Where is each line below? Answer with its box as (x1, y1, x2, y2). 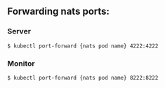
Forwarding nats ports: (7, 6, 110, 17)
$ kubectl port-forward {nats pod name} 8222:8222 (7, 74, 159, 81)
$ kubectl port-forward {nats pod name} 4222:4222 (7, 42, 159, 50)
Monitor (7, 59, 35, 68)
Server (7, 27, 32, 36)
